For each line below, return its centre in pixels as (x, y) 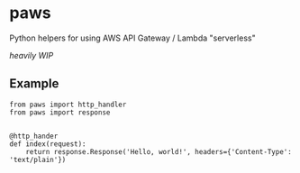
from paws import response (60, 112)
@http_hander (34, 136)
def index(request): (48, 144)
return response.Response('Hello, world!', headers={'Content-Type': (159, 151)
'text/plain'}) (38, 159)
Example (34, 84)
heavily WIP (32, 55)
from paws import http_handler (68, 105)
